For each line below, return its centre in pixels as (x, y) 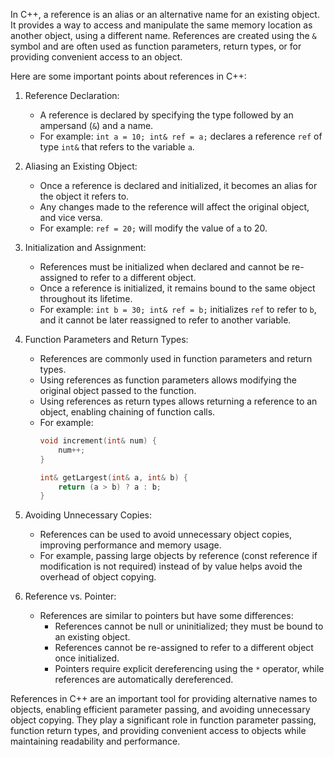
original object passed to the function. (118, 390)
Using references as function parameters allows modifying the (168, 380)
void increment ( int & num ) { (98, 441)
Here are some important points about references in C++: (128, 76)
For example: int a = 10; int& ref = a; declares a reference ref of (181, 136)
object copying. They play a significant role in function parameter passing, (163, 720)
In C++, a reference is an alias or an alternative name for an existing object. (165, 14)
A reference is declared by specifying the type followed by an (166, 115)
